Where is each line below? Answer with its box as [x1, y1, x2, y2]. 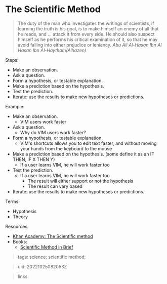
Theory [12, 214, 28, 220]
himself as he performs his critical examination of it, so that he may [17, 36, 158, 43]
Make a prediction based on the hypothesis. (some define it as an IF [12, 151, 154, 157]
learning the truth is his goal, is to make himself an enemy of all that [17, 25, 159, 31]
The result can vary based [27, 183, 82, 189]
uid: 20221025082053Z [17, 263, 67, 269]
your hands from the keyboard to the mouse [20, 145, 112, 151]
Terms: [5, 198, 20, 205]
